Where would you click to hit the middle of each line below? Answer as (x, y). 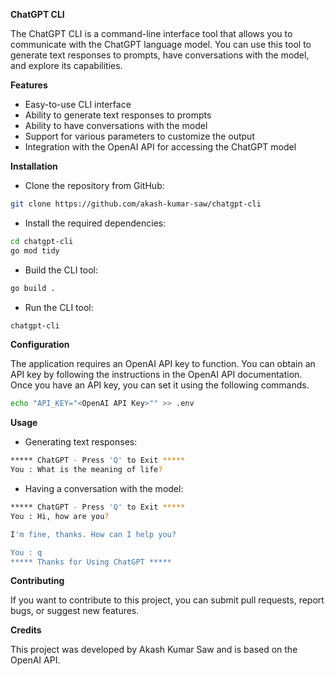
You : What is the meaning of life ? (86, 470)
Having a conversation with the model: (104, 488)
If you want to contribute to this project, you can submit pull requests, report (167, 600)
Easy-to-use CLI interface (78, 104)
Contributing (37, 581)
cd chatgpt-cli (42, 241)
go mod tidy (35, 250)
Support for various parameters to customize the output (139, 136)
